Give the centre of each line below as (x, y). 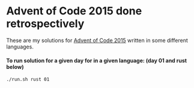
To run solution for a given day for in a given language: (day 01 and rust (97, 60)
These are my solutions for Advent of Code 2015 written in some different (97, 40)
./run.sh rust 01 (28, 80)
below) (15, 66)
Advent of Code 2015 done (74, 11)
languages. (20, 47)
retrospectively (45, 24)
